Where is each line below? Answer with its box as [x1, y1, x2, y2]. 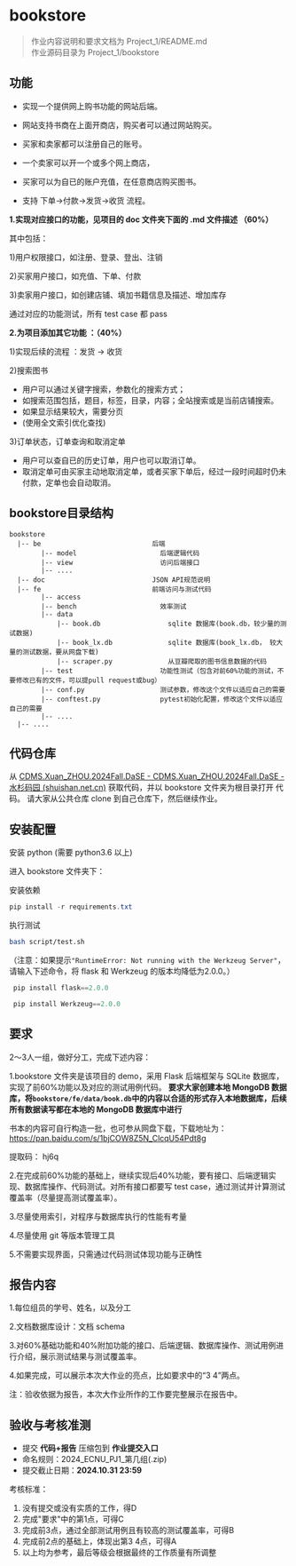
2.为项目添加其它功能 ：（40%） [9, 327, 127, 338]
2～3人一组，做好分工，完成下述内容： [9, 1052, 152, 1062]
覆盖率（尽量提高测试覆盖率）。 [9, 1192, 122, 1203]
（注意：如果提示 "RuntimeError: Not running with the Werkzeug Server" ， [9, 954, 286, 965]
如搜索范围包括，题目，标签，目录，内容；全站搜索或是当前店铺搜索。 [21, 394, 279, 405]
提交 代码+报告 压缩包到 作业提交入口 [21, 1443, 160, 1453]
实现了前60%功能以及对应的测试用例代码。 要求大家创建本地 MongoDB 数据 [9, 1081, 287, 1093]
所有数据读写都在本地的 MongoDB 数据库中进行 [9, 1103, 183, 1115]
